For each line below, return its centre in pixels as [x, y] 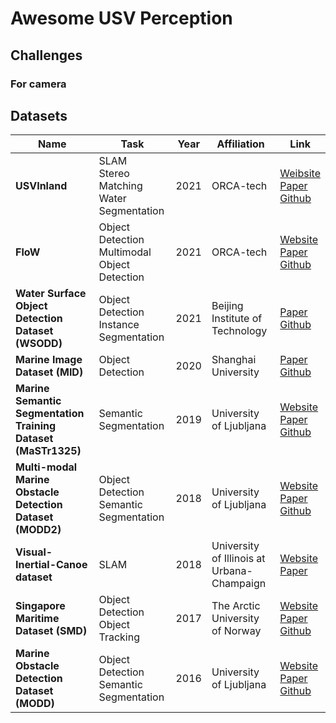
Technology [239, 331]
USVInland [41, 186]
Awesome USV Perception [121, 18]
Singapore [40, 606]
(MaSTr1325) [48, 451]
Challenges [46, 55]
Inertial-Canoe [51, 565]
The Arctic [236, 606]
